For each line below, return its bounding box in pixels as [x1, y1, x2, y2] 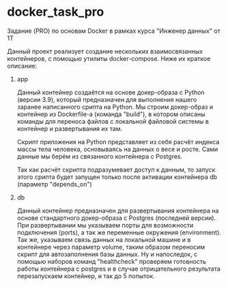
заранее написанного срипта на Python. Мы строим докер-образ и [16, 102, 214, 111]
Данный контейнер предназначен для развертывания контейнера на [16, 206, 219, 215]
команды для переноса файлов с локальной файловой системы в [16, 117, 210, 125]
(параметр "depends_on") [16, 180, 92, 188]
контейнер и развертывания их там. [16, 124, 123, 133]
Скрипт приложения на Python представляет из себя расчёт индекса [16, 137, 220, 146]
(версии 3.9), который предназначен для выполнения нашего [16, 95, 197, 103]
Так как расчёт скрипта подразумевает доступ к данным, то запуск [16, 165, 216, 174]
